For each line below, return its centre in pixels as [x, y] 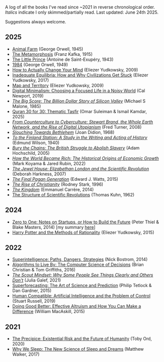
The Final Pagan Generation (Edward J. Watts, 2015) [65, 179]
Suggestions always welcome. [36, 22]
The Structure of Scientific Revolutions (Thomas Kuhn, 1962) [73, 194]
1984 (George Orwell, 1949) [40, 64]
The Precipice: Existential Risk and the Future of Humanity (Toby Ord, [82, 339]
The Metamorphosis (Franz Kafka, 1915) [52, 54]
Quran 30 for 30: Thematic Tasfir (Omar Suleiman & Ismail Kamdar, [79, 111]
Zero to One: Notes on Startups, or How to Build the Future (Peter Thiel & [85, 222]
